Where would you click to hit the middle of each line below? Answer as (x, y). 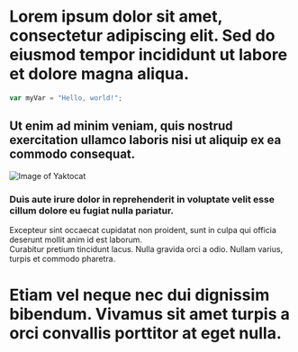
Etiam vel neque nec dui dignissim (140, 295)
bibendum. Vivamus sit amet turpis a (149, 315)
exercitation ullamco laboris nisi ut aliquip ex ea (145, 140)
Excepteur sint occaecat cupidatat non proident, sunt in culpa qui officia (143, 230)
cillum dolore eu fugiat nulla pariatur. (91, 211)
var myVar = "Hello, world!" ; (66, 98)
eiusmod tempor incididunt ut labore (149, 55)
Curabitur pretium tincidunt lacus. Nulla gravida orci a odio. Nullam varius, (146, 248)
